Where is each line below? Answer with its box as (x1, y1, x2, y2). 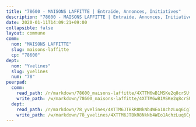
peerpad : (6, 80, 27, 85)
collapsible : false (6, 25, 54, 31)
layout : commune (6, 30, 45, 36)
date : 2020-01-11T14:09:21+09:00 (6, 19, 87, 25)
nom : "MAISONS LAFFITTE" (11, 42, 72, 47)
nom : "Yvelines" (11, 63, 51, 69)
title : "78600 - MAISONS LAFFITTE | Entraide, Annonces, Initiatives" (6, 8, 181, 15)
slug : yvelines (11, 68, 48, 74)
